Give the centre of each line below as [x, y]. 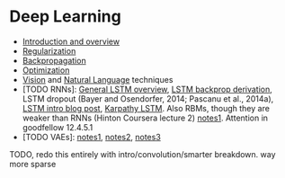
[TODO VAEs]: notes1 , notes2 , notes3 [92, 137]
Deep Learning [65, 17]
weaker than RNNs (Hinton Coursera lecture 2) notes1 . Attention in [145, 118]
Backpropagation [54, 60]
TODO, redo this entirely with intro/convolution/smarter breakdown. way [142, 154]
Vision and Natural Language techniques [98, 79]
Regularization [49, 50]
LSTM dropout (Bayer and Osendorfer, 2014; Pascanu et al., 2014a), [148, 98]
